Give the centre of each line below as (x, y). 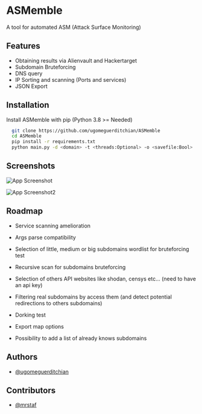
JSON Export (31, 86)
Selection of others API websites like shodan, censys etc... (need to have (105, 279)
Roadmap (25, 211)
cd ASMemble (27, 136)
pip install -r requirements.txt (54, 142)
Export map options (39, 326)
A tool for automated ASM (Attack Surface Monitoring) (74, 27)
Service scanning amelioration (53, 226)
